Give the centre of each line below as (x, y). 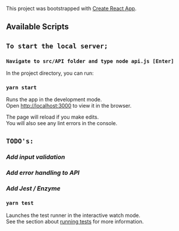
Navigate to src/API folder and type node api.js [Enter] (90, 61)
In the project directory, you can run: (50, 73)
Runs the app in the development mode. (54, 99)
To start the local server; (57, 46)
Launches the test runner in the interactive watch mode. (73, 215)
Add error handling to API (43, 173)
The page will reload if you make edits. (52, 117)
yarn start (21, 87)
